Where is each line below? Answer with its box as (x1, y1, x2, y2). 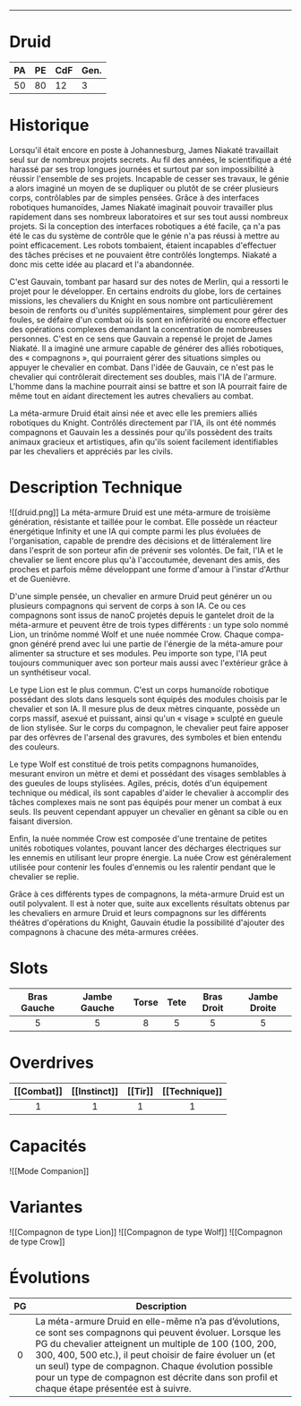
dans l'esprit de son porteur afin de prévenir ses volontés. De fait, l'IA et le (9, 544, 284, 555)
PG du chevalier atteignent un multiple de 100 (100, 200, (35, 1337, 277, 1350)
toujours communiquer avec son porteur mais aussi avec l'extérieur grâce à (9, 657, 288, 668)
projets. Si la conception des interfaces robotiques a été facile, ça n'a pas (9, 220, 281, 231)
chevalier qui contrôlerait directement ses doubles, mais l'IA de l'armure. (9, 371, 278, 382)
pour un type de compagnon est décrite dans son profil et (35, 1371, 279, 1384)
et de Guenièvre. (9, 573, 71, 584)
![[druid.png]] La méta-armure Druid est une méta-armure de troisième (9, 507, 271, 518)
